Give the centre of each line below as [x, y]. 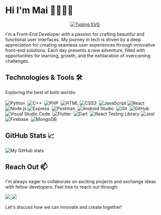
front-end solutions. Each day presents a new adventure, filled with [75, 50]
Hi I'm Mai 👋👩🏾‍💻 [39, 10]
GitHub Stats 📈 [30, 136]
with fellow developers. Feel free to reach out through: [62, 187]
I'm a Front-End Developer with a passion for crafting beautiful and [75, 34]
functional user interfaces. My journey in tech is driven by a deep [73, 39]
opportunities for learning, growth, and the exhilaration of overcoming [78, 56]
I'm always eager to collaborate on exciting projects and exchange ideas [80, 182]
